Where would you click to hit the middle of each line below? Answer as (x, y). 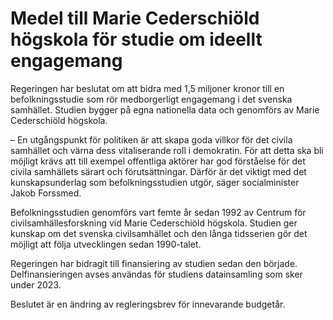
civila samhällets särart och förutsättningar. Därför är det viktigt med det (158, 171)
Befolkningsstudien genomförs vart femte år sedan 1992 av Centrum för (158, 212)
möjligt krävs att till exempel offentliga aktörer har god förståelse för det (158, 161)
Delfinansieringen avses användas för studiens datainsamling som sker (156, 274)
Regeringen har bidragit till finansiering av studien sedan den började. (154, 263)
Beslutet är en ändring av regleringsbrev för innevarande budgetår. (148, 304)
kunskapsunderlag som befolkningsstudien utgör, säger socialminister (155, 182)
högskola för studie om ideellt (136, 39)
